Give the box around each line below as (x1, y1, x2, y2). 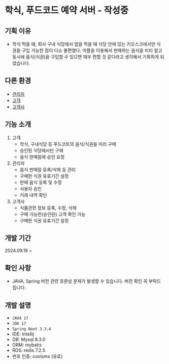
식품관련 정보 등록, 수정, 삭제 (19, 204, 77, 211)
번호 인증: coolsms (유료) (12, 353, 63, 359)
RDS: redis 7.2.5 (12, 347, 46, 353)
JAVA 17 (12, 316, 28, 321)
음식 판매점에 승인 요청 (19, 153, 65, 160)
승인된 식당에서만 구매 (19, 147, 64, 153)
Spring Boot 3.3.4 (12, 327, 51, 332)
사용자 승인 (19, 186, 42, 192)
